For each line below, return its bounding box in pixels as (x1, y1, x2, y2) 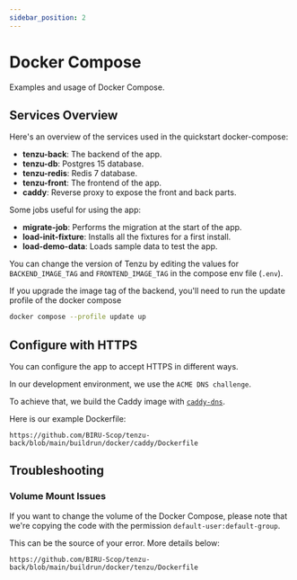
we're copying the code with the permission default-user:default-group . (9, 520, 281, 531)
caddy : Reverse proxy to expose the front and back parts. (22, 187, 237, 198)
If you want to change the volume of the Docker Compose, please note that (9, 510, 288, 522)
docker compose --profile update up (9, 312, 146, 322)
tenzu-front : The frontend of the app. (22, 177, 162, 189)
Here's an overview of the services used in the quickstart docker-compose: (9, 131, 289, 142)
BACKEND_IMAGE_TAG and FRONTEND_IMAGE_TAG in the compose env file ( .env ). (9, 268, 284, 279)
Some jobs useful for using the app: (9, 204, 142, 216)
